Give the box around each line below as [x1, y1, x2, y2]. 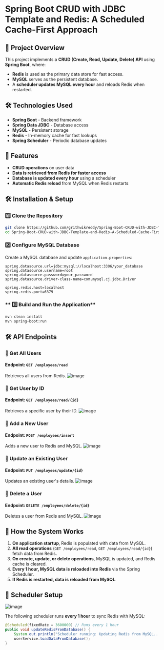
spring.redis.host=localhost [5, 285, 64, 290]
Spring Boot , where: [5, 62, 46, 67]
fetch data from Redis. [12, 550, 57, 557]
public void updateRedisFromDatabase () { [5, 627, 91, 632]
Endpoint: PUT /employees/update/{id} [5, 467, 83, 473]
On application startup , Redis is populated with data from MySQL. [12, 540, 146, 546]
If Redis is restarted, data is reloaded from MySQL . [12, 577, 117, 583]
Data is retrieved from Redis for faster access [12, 170, 106, 176]
